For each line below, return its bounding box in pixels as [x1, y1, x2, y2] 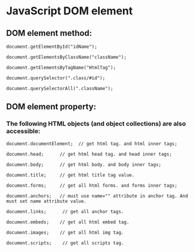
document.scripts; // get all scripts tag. [6, 240, 124, 246]
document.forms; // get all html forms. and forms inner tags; [6, 182, 178, 189]
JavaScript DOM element [6, 4, 133, 18]
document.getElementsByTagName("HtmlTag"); [6, 64, 116, 70]
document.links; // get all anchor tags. [6, 208, 124, 214]
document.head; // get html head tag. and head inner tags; [6, 151, 172, 157]
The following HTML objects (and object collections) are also [6, 119, 186, 128]
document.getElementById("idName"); [6, 44, 97, 50]
